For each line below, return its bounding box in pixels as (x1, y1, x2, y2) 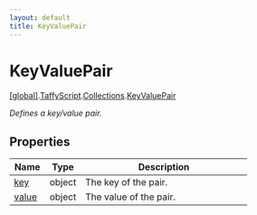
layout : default (9, 13, 71, 23)
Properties (9, 134, 71, 149)
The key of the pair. (84, 176, 168, 189)
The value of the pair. (84, 191, 176, 203)
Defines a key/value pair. (9, 107, 102, 118)
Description (138, 161, 190, 173)
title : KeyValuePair (9, 22, 88, 31)
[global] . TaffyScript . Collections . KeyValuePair (9, 90, 176, 101)
